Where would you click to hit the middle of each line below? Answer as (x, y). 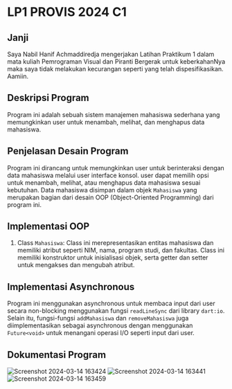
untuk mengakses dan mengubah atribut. (76, 265)
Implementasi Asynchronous (71, 287)
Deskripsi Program (48, 98)
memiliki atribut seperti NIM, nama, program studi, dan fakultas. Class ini (121, 251)
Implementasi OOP (48, 227)
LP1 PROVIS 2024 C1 (67, 12)
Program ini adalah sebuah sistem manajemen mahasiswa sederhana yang (114, 114)
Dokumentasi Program (56, 355)
